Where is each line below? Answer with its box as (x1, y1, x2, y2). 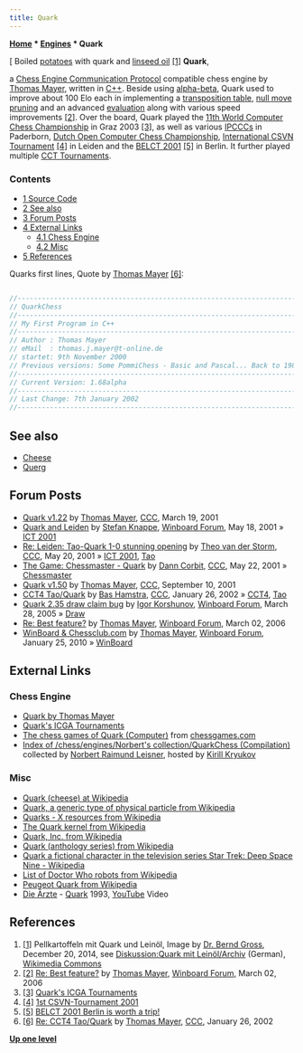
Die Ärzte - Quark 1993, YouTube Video (22, 888, 169, 899)
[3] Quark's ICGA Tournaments (22, 987, 138, 998)
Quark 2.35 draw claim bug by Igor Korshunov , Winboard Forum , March (22, 598, 289, 609)
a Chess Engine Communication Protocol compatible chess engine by (9, 73, 269, 84)
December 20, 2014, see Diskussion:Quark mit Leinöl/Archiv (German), (22, 948, 286, 959)
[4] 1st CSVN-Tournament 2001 (22, 996, 139, 1007)
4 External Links (22, 222, 83, 232)
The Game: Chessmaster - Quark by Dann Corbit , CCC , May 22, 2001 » (22, 560, 288, 571)
